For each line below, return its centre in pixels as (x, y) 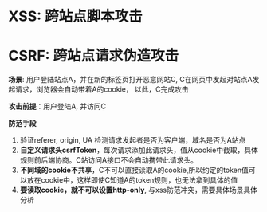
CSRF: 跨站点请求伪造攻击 (94, 56)
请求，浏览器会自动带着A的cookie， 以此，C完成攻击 (102, 89)
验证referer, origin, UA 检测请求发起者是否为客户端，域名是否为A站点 (133, 140)
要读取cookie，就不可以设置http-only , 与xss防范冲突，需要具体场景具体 (138, 190)
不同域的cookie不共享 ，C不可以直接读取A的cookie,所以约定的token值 (134, 170)
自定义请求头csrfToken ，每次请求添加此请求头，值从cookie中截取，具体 (139, 150)
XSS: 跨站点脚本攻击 (75, 16)
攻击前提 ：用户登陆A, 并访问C (57, 106)
